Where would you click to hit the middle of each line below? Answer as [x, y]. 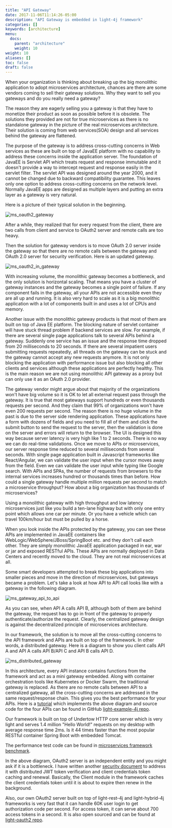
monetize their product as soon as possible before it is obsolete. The [78, 114]
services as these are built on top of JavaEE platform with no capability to [83, 151]
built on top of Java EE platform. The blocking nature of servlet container [82, 325]
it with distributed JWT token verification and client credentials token [78, 772]
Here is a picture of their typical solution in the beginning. [66, 205]
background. [19, 788]
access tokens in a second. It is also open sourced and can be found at [80, 815]
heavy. [12, 236]
